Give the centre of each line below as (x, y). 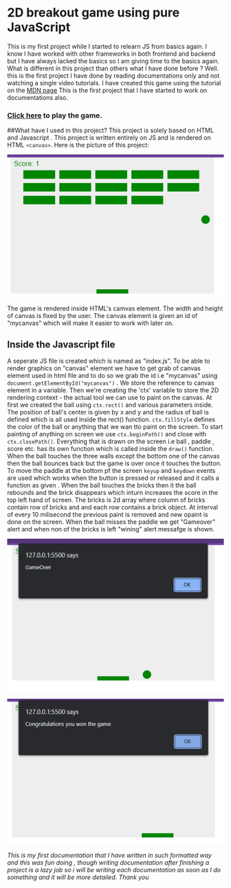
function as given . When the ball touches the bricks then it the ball (102, 485)
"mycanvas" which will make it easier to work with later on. (90, 323)
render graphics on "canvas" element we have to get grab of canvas (104, 368)
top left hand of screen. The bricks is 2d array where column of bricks (106, 500)
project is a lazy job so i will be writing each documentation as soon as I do (114, 869)
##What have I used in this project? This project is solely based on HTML (111, 130)
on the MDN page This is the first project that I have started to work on (107, 90)
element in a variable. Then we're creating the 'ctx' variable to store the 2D (113, 390)
